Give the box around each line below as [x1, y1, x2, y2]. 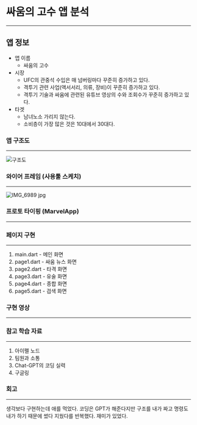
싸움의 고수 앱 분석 [6, 5, 89, 19]
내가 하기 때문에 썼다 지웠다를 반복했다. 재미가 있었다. [6, 412, 128, 419]
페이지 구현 [6, 231, 36, 239]
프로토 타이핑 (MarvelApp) [6, 208, 79, 216]
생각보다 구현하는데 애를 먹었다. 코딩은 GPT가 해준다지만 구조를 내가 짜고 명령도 [6, 405, 189, 412]
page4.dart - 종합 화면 [14, 280, 67, 287]
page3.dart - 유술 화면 [14, 273, 67, 280]
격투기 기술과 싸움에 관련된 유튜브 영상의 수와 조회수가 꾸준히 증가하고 [23, 91, 184, 98]
